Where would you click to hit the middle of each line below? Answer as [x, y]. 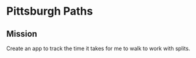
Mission [22, 34]
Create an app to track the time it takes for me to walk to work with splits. [98, 48]
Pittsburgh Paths [50, 11]
